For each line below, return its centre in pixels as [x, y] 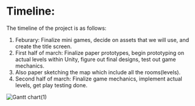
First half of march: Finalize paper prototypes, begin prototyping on [100, 52]
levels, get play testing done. [51, 85]
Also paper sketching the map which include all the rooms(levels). [98, 72]
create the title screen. [43, 46]
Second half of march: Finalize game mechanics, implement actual [99, 79]
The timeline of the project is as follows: [56, 28]
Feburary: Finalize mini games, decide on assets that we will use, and [102, 40]
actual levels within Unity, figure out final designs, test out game [96, 59]
